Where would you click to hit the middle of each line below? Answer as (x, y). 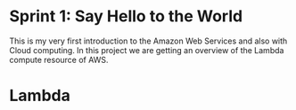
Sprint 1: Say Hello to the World (126, 16)
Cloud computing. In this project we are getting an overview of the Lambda (147, 50)
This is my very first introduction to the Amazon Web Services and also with (148, 41)
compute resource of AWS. (59, 59)
